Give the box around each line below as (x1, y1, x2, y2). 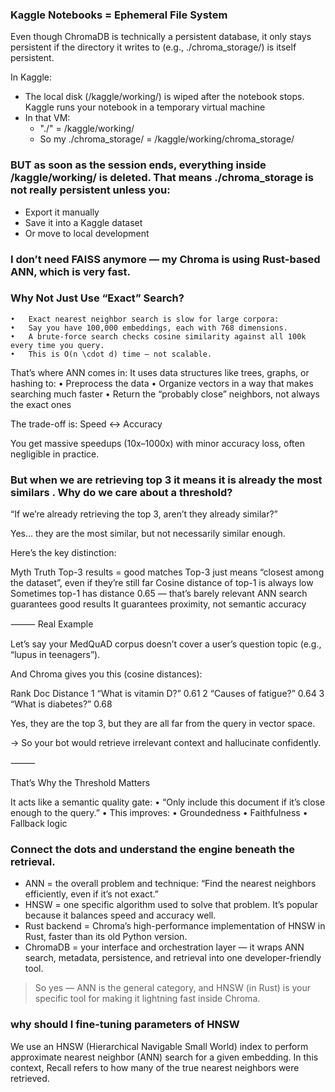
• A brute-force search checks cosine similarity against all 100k (10, 331, 307, 342)
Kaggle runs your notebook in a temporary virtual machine (24, 101, 266, 113)
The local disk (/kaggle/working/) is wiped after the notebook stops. (24, 91, 305, 103)
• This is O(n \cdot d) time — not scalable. (10, 349, 213, 359)
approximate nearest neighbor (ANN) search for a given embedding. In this (10, 1051, 319, 1063)
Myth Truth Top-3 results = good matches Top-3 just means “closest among (10, 566, 325, 578)
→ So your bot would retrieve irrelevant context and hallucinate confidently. (10, 737, 322, 749)
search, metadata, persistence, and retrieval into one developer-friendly (24, 952, 322, 964)
